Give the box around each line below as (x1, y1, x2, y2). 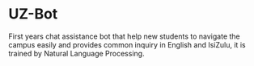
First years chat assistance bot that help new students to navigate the (8, 31, 240, 41)
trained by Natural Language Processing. (8, 48, 145, 58)
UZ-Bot (8, 5, 58, 23)
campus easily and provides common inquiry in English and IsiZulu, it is (8, 39, 246, 49)
